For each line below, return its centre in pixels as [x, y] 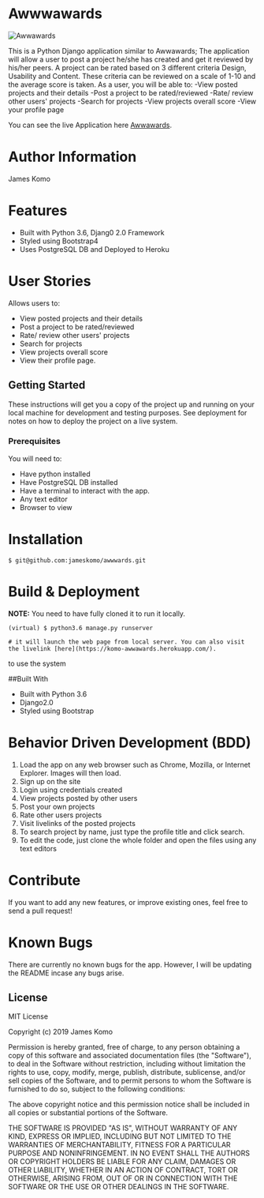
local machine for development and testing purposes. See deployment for [128, 412]
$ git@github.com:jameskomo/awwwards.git [77, 560]
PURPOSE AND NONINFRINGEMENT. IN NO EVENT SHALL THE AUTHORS [129, 1153]
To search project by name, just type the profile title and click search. [132, 832]
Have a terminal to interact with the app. [84, 490]
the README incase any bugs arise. [66, 973]
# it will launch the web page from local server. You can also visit [126, 642]
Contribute [45, 880]
